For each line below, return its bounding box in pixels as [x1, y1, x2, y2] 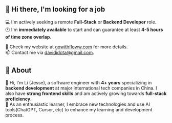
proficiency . [5, 96, 32, 102]
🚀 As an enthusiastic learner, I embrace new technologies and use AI [5, 101, 150, 107]
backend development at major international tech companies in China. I [5, 85, 157, 91]
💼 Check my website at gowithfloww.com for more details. [5, 44, 128, 50]
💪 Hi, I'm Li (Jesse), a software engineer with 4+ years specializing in [5, 79, 152, 85]
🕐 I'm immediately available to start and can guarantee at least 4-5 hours [5, 26, 163, 33]
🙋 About [5, 66, 32, 75]
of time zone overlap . [5, 34, 52, 40]
